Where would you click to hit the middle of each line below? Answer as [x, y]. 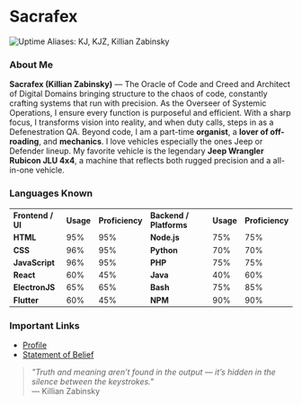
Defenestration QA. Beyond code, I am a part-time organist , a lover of [139, 132]
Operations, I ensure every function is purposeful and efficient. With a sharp [150, 113]
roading [24, 142]
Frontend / [33, 216]
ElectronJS [34, 287]
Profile [35, 345]
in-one [22, 170]
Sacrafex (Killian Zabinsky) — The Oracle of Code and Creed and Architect [150, 84]
